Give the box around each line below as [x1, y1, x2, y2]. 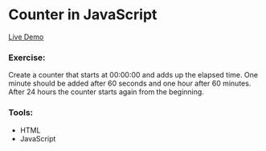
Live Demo [8, 32, 44, 42]
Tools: [8, 107, 34, 118]
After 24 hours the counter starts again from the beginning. [8, 87, 205, 97]
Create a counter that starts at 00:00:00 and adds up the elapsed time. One [8, 70, 259, 80]
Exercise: [8, 52, 46, 63]
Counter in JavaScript [8, 6, 158, 24]
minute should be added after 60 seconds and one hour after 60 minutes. [8, 78, 252, 89]
